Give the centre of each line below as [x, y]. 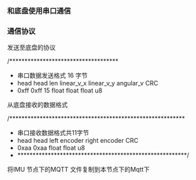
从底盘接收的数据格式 [37, 105]
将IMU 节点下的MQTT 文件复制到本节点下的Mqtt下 [79, 170]
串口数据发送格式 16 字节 [52, 76]
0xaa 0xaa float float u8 [51, 148]
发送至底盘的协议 [31, 48]
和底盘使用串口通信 [39, 10]
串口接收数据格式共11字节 [53, 133]
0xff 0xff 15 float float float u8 [60, 90]
